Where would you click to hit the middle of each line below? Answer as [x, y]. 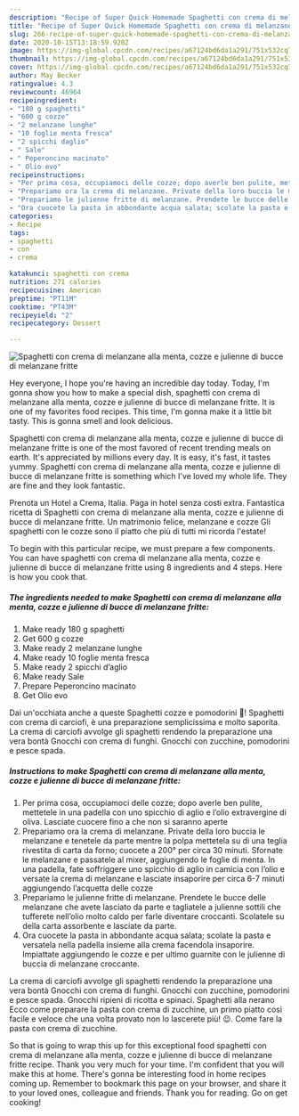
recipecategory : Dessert [55, 323]
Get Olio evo [45, 696]
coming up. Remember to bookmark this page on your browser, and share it [148, 1084]
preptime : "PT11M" [43, 298]
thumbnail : [29, 59]
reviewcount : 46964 [45, 92]
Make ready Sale [53, 677]
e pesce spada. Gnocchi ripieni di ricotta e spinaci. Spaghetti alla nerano [142, 1000]
